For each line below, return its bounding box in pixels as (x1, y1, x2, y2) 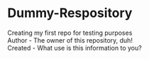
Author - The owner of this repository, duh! (7, 36, 133, 44)
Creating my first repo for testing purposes (7, 28, 133, 37)
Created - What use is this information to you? (7, 43, 142, 52)
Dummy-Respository (7, 5, 133, 21)
